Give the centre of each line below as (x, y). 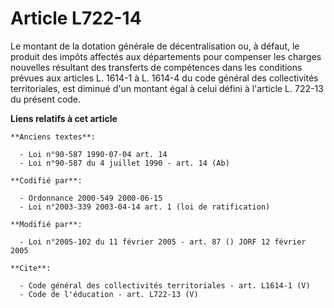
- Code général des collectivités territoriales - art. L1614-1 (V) (165, 285)
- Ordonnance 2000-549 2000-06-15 (91, 198)
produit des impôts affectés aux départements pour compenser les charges (166, 56)
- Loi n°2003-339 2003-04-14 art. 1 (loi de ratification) (145, 207)
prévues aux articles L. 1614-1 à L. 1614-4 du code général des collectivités (164, 78)
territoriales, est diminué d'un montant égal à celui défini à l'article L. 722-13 (167, 88)
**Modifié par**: (46, 224)
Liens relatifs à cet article (64, 118)
